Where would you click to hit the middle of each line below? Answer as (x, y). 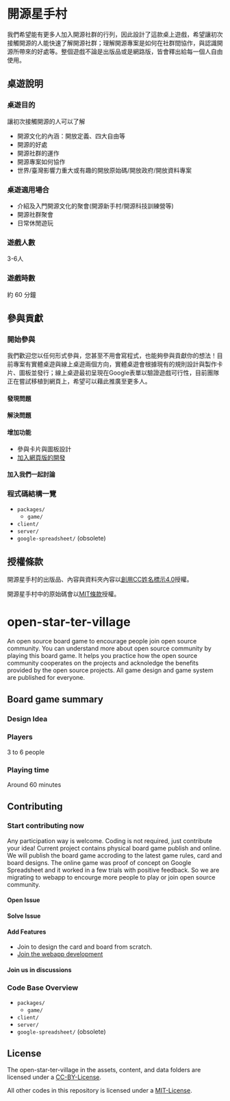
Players (20, 737)
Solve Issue (24, 916)
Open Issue (24, 900)
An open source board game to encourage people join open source (102, 641)
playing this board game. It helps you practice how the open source (102, 656)
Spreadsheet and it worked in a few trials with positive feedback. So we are (113, 870)
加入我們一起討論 (31, 475)
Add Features (27, 932)
